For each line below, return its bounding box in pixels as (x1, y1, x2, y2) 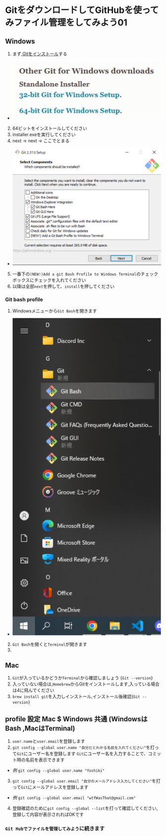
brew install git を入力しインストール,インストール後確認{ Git (12, 693, 140, 699)
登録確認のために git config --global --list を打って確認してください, (12, 805, 158, 811)
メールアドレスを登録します (32, 784, 89, 790)
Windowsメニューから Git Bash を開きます (12, 308, 98, 314)
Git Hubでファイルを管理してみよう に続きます (5, 825, 105, 832)
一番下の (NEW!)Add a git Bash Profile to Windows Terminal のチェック (12, 271, 159, 277)
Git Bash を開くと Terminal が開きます (12, 641, 88, 647)
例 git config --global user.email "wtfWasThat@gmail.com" (12, 795, 136, 801)
